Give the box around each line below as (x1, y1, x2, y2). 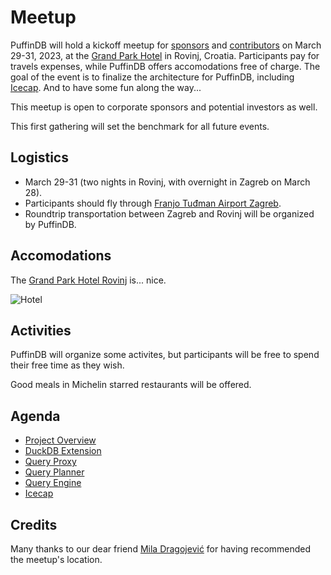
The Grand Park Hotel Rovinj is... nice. (10, 274, 167, 286)
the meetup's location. (10, 554, 103, 565)
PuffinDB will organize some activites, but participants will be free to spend (10, 349, 320, 361)
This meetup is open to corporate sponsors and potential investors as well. (10, 101, 318, 113)
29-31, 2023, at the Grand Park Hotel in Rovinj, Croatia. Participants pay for (10, 49, 320, 61)
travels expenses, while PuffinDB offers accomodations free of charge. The (10, 60, 321, 72)
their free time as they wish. (10, 359, 125, 371)
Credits (10, 516, 58, 533)
